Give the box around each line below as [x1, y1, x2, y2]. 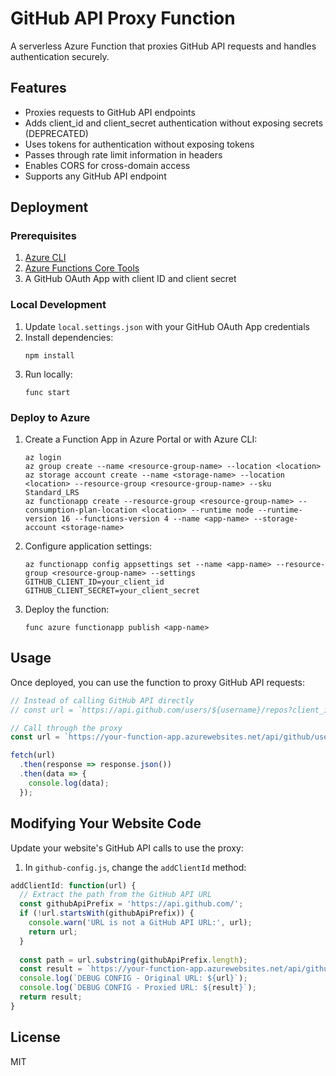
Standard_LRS [24, 488, 80, 498]
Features [10, 80, 67, 97]
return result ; [19, 992, 83, 1002]
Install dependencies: [24, 331, 114, 343]
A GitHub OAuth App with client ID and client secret [24, 273, 237, 285]
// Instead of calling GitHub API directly [10, 695, 195, 706]
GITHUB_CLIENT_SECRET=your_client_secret [24, 586, 200, 596]
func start [24, 387, 71, 397]
